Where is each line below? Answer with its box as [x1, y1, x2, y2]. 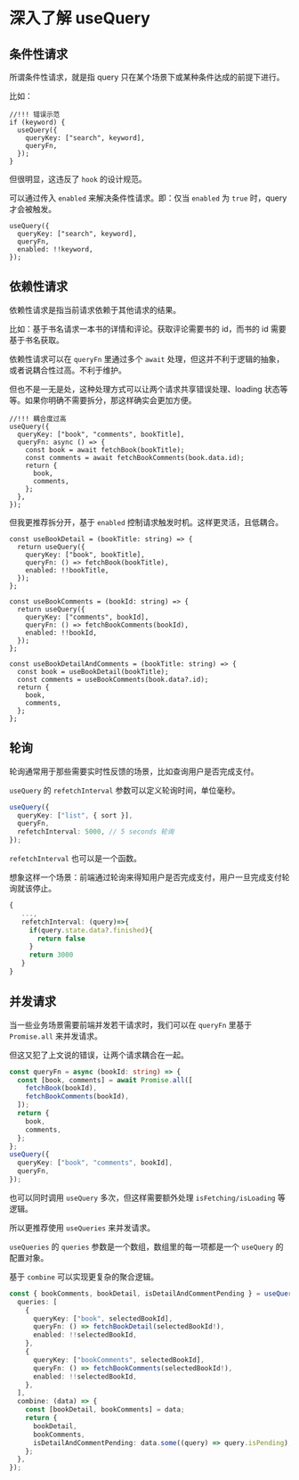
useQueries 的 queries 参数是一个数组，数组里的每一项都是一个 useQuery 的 [9, 1241, 284, 1252]
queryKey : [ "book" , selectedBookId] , [32, 1314, 174, 1323]
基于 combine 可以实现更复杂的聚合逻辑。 [9, 1271, 158, 1282]
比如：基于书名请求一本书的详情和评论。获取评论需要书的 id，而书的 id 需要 [9, 323, 287, 334]
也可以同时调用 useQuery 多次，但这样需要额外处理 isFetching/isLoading [9, 1192, 276, 1203]
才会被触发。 [9, 204, 56, 214]
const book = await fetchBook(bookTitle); [25, 445, 185, 455]
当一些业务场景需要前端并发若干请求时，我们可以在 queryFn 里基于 [9, 1019, 252, 1030]
